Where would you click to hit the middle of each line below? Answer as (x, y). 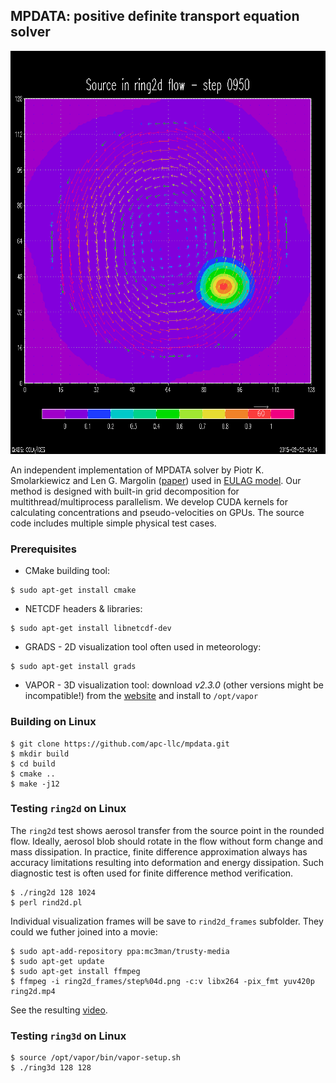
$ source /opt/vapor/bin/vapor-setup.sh (96, 1058)
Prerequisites (43, 549)
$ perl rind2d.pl (46, 902)
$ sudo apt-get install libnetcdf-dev (91, 629)
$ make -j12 (35, 784)
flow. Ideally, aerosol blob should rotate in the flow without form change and (167, 841)
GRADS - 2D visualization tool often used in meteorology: (143, 647)
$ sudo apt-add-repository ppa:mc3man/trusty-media (120, 951)
